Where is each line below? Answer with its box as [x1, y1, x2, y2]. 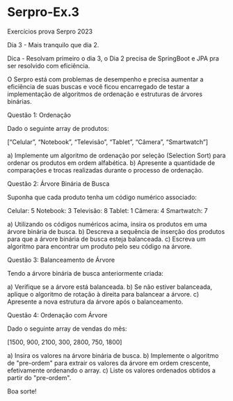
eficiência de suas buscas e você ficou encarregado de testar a [7, 82, 190, 91]
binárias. [7, 97, 33, 105]
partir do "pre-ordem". [7, 373, 72, 382]
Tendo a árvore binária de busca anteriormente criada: [7, 269, 163, 277]
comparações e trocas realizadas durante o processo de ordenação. [7, 166, 204, 174]
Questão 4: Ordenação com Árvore [7, 310, 108, 319]
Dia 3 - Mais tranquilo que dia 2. [7, 40, 99, 49]
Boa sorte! [7, 387, 37, 395]
